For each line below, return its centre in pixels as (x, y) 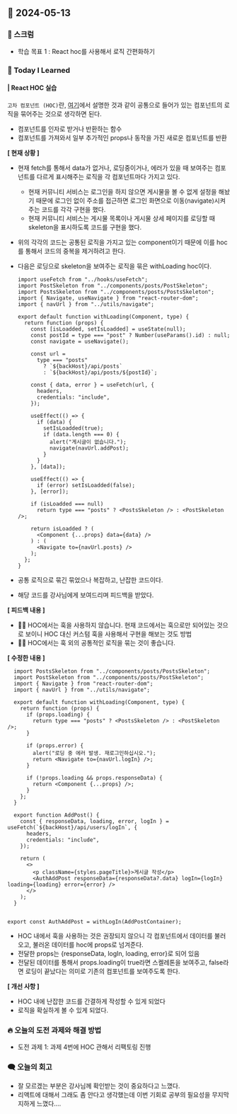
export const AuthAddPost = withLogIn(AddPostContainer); (94, 921)
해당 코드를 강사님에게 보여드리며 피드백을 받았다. (86, 595)
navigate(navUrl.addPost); (89, 448)
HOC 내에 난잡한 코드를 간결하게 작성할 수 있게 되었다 (92, 1001)
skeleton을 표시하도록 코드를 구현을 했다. (85, 227)
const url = (48, 354)
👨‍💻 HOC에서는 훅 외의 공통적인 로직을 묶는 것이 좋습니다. (96, 642)
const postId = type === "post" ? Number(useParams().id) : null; (131, 335)
